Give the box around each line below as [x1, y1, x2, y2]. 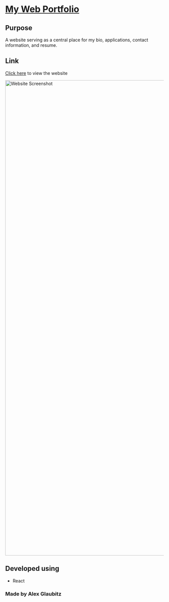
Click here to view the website [5, 70, 68, 76]
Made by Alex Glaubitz [5, 590, 62, 597]
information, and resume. [5, 42, 58, 48]
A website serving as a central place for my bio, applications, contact [5, 37, 148, 43]
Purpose [5, 24, 33, 32]
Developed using [5, 564, 59, 573]
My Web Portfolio [5, 4, 79, 15]
